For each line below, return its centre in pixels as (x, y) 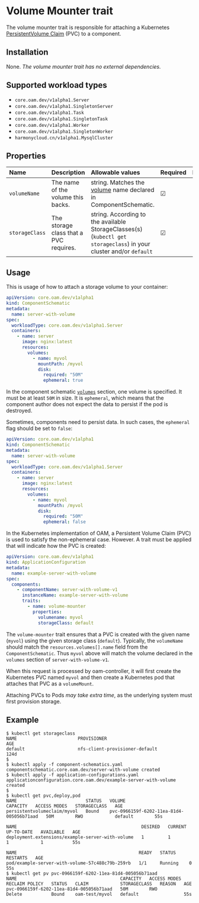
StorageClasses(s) (117, 229)
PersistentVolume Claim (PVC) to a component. (64, 33)
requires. (64, 248)
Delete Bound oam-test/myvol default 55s (99, 894)
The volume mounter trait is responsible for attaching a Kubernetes (88, 27)
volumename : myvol (60, 617)
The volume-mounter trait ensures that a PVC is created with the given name (98, 634)
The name (65, 183)
